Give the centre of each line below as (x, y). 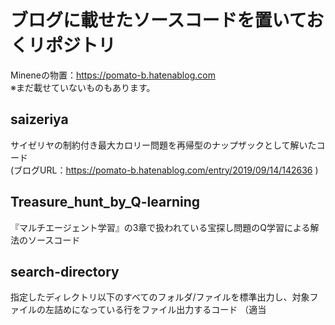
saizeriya (39, 119)
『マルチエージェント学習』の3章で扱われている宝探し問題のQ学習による (160, 227)
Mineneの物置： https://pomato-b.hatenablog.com (113, 75)
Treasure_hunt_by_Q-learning (105, 202)
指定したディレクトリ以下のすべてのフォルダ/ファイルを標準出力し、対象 (160, 297)
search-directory (65, 271)
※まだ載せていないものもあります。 (83, 87)
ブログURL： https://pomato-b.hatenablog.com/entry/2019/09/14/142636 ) (166, 170)
